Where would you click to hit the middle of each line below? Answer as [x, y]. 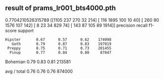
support [26, 30]
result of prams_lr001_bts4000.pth [61, 8]
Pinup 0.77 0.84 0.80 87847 [61, 52]
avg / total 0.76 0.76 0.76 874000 [39, 71]
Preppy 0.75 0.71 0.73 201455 [59, 48]
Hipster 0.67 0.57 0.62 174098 [58, 39]
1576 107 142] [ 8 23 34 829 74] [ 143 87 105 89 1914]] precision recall [76, 25]
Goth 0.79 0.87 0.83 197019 [61, 44]
